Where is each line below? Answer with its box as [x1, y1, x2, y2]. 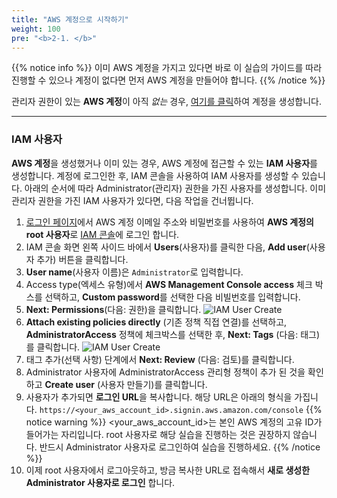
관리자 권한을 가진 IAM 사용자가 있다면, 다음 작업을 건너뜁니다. [11, 194, 254, 206]
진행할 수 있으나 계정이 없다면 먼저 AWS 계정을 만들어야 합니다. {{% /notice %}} [11, 74, 326, 86]
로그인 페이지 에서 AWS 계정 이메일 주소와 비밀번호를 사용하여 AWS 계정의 [25, 216, 314, 228]
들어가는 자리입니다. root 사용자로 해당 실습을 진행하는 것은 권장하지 [25, 428, 291, 440]
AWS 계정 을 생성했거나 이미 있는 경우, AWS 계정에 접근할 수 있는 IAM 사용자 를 [11, 157, 318, 169]
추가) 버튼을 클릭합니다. [36, 253, 129, 265]
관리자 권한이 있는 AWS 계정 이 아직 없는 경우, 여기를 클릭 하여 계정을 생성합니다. [11, 96, 323, 108]
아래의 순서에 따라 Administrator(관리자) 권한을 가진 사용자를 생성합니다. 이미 [24, 182, 327, 194]
